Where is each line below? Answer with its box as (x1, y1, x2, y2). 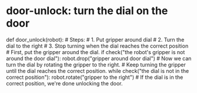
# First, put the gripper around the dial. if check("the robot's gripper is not (6, 48, 185, 55)
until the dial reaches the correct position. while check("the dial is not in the (6, 67, 189, 74)
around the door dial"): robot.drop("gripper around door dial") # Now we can (6, 55, 192, 62)
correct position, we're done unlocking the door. (6, 79, 123, 87)
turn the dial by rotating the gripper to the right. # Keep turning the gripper (6, 61, 186, 68)
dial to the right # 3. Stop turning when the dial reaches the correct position (6, 42, 189, 49)
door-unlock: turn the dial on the (6, 4, 168, 18)
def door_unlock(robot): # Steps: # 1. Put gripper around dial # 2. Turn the (6, 36, 185, 43)
